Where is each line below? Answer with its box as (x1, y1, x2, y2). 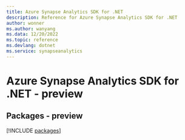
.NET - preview (6, 87, 83, 100)
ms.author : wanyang (6, 25, 56, 32)
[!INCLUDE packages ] (6, 127, 61, 134)
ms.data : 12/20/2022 (6, 31, 59, 37)
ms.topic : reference (6, 37, 59, 43)
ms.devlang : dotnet (6, 43, 56, 49)
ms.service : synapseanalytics (6, 48, 83, 54)
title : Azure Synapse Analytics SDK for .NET (6, 8, 123, 15)
